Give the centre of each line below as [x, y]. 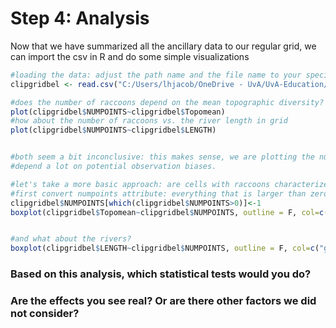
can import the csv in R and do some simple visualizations [130, 56]
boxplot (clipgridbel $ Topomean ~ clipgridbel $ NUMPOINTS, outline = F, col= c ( [169, 212]
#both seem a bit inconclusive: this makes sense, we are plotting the [162, 157]
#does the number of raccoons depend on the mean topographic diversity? [167, 102]
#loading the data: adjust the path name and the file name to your [156, 75]
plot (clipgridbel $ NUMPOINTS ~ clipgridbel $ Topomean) [118, 112]
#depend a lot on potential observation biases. [113, 167]
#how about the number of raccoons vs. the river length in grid [149, 121]
